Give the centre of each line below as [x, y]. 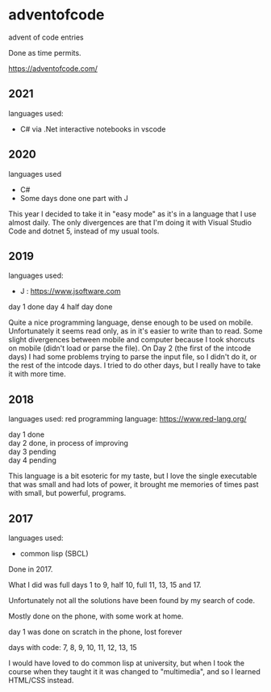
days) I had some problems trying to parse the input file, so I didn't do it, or [133, 357]
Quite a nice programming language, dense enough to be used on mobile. [131, 323]
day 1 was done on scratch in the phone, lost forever [96, 632]
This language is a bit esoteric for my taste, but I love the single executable [133, 476]
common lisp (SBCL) [54, 554]
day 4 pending [32, 460]
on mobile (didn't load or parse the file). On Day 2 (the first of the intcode [130, 348]
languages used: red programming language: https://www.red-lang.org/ [128, 419]
